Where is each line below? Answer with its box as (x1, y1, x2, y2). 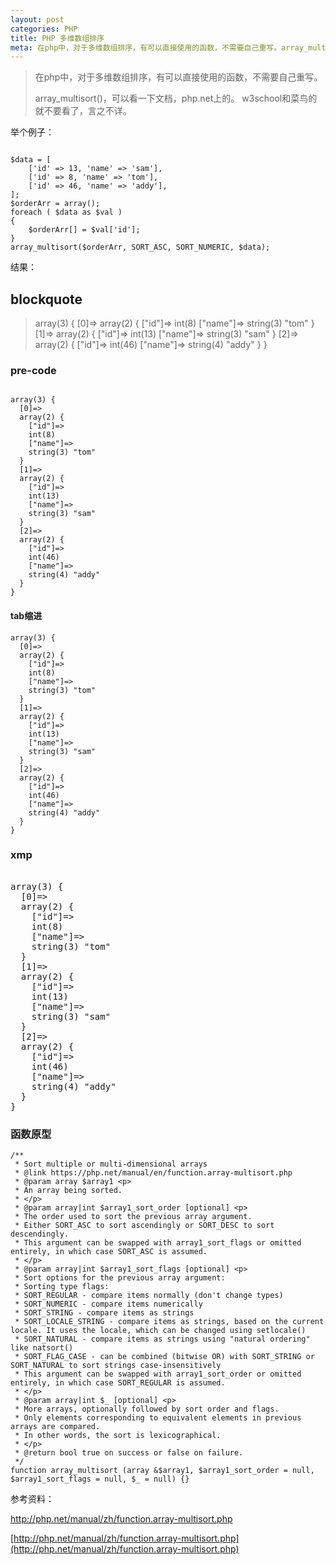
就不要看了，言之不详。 (34, 105, 132, 117)
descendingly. (10, 1229, 70, 1240)
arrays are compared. (10, 1422, 101, 1432)
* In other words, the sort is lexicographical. (14, 1431, 222, 1441)
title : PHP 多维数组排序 (10, 33, 105, 43)
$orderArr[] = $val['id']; (28, 225, 141, 235)
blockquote (10, 291, 83, 308)
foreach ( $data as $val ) (10, 207, 123, 218)
